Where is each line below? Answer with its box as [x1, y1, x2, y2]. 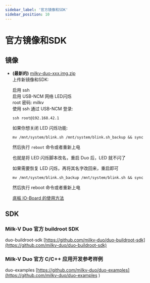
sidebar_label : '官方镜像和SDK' [5, 7, 68, 12]
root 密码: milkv [12, 99, 44, 105]
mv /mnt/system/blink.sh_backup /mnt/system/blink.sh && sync [12, 175, 144, 180]
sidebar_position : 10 [5, 12, 50, 17]
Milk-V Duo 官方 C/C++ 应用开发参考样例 [5, 256, 103, 263]
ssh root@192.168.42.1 [12, 115, 59, 121]
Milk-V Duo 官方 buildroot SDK [5, 225, 79, 232]
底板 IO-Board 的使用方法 [12, 195, 64, 201]
